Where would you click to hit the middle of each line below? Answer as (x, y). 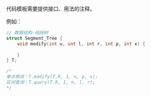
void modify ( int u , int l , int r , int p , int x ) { (81, 44)
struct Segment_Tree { (34, 38)
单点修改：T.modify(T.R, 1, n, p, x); (52, 77)
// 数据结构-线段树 (27, 33)
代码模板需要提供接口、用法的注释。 (51, 9)
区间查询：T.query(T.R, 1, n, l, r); (51, 82)
